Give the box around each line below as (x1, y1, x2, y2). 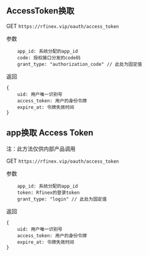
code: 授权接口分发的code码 (17, 54, 81, 61)
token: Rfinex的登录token (17, 190, 80, 196)
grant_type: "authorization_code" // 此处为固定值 (17, 61, 143, 67)
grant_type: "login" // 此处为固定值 (17, 196, 107, 202)
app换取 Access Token (6, 127, 94, 138)
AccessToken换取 (6, 5, 75, 16)
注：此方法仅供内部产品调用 (6, 145, 76, 152)
